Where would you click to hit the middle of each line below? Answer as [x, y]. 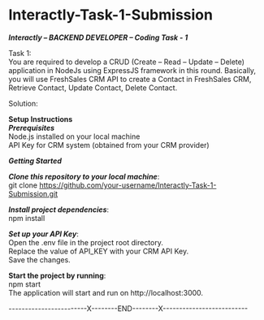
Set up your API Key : [44, 234]
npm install [27, 218]
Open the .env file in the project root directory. [86, 242]
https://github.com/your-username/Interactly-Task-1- [128, 185]
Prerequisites [32, 128]
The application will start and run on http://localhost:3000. [106, 292]
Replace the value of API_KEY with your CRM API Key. [99, 251]
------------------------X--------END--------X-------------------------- [128, 308]
